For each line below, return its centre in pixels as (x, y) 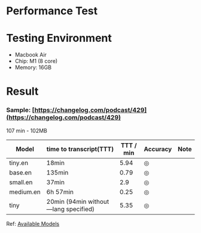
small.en (21, 182)
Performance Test (52, 11)
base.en (20, 172)
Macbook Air (31, 55)
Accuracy (158, 149)
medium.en (25, 192)
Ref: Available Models (33, 223)
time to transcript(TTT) (80, 149)
